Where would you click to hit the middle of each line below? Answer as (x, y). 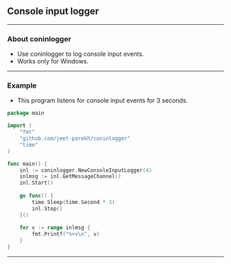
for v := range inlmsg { (55, 228)
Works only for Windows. (53, 61)
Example (22, 85)
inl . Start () (36, 183)
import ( (20, 126)
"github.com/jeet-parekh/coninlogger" (75, 139)
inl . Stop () (47, 209)
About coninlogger (39, 39)
